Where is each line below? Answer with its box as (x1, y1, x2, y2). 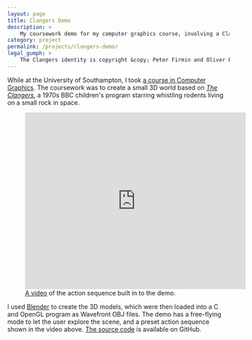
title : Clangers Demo (7, 17, 71, 24)
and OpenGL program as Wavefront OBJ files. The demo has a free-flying (7, 310, 222, 318)
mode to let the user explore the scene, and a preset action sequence (7, 317, 210, 326)
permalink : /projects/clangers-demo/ (7, 43, 119, 50)
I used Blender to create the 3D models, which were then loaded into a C (7, 302, 219, 311)
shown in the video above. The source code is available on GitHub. (7, 324, 202, 333)
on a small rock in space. (7, 98, 80, 107)
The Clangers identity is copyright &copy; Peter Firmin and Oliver (20, 57, 226, 64)
